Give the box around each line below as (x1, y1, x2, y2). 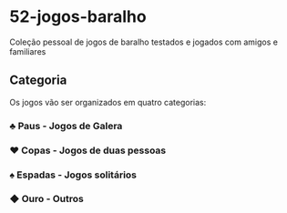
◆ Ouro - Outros (9, 193, 84, 206)
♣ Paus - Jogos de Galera (9, 119, 123, 132)
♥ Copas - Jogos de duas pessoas (9, 144, 167, 157)
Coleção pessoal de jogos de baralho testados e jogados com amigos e (9, 36, 278, 47)
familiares (9, 46, 46, 56)
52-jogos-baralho (9, 6, 148, 27)
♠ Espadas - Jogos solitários (9, 168, 138, 181)
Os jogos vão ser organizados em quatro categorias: (9, 96, 207, 107)
